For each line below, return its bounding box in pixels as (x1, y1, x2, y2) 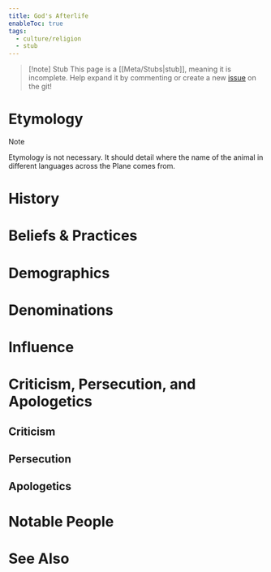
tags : (8, 27, 27, 35)
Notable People (8, 512, 114, 531)
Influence (8, 338, 75, 356)
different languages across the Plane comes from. (8, 161, 176, 171)
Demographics (8, 264, 110, 282)
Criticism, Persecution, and (8, 375, 196, 394)
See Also (8, 549, 70, 568)
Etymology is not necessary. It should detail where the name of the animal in (8, 153, 264, 162)
